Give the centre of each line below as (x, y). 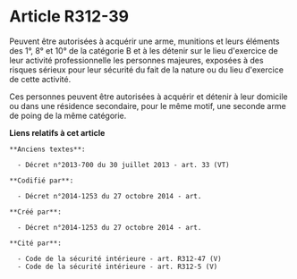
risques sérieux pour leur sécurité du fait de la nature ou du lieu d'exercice (147, 70)
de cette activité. (40, 79)
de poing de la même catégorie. (68, 115)
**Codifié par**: (42, 181)
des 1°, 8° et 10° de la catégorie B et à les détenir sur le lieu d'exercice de (144, 50)
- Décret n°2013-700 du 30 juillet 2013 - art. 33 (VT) (123, 165)
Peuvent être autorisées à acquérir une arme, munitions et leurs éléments (144, 41)
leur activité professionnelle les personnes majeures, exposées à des (136, 60)
